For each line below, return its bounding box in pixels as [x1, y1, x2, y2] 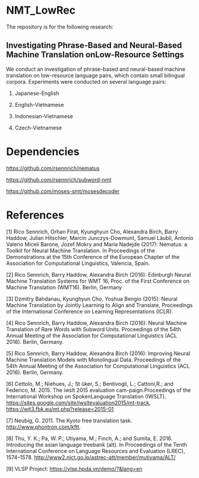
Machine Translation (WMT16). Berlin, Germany [6, 283, 122, 291]
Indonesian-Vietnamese [14, 112, 73, 119]
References [6, 208, 64, 221]
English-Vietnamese [14, 101, 64, 108]
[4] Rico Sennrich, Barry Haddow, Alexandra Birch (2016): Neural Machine [6, 319, 187, 327]
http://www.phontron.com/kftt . [6, 423, 81, 430]
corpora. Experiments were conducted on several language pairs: [6, 78, 166, 85]
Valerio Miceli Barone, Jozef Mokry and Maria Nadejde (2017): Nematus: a [6, 240, 188, 248]
